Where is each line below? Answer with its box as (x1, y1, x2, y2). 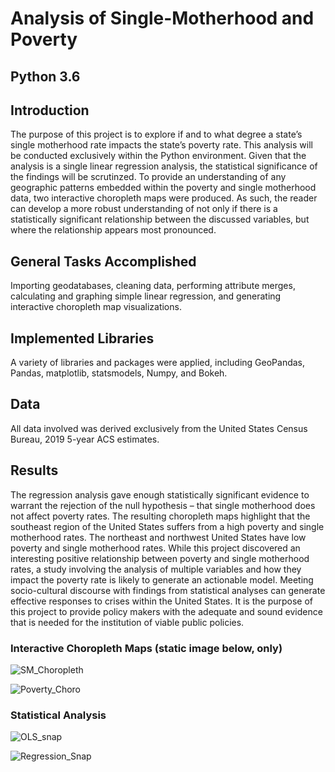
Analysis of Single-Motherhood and (10, 7, 315, 30)
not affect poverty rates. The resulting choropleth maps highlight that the (10, 510, 311, 522)
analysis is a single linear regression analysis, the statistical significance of (10, 160, 318, 172)
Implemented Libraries (10, 330, 155, 347)
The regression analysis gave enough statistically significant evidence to (10, 488, 310, 501)
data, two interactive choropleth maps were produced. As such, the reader (10, 192, 318, 204)
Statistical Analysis (10, 708, 107, 722)
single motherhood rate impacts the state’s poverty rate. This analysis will (10, 139, 313, 151)
